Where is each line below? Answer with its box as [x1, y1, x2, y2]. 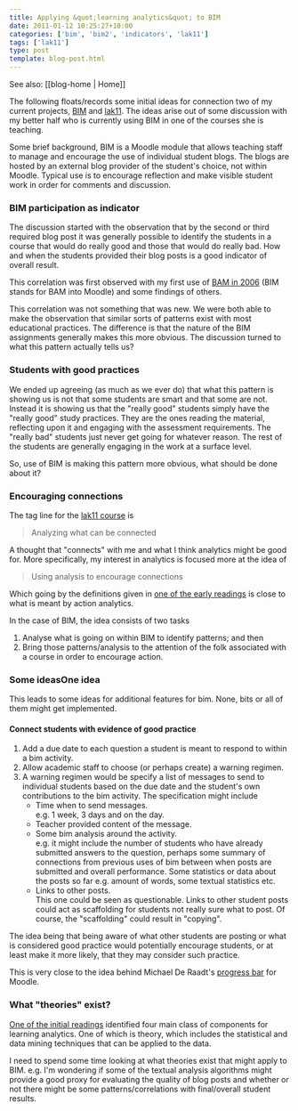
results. [9, 1092, 37, 1104]
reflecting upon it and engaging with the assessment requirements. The [9, 422, 271, 433]
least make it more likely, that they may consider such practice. [9, 950, 240, 961]
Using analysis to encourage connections [30, 571, 184, 581]
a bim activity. [21, 753, 74, 764]
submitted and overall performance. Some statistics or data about [35, 866, 277, 877]
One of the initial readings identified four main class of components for [9, 1018, 269, 1029]
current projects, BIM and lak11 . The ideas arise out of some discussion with [9, 106, 287, 116]
